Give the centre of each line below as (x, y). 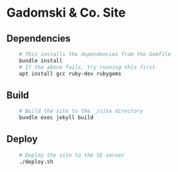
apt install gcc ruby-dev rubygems (70, 74)
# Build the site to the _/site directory (81, 111)
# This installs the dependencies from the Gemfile (95, 54)
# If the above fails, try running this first (87, 67)
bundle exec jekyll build (56, 118)
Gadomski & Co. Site (66, 13)
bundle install (41, 60)
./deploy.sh (36, 162)
